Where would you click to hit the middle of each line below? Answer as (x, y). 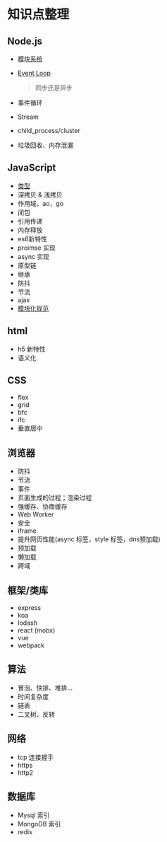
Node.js (25, 41)
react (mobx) (36, 630)
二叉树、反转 (36, 714)
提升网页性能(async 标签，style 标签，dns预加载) (89, 539)
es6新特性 (32, 238)
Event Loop (34, 73)
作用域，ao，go (41, 203)
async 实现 (33, 256)
